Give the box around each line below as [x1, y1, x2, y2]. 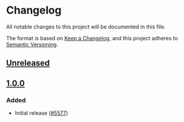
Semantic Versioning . [6, 41, 58, 48]
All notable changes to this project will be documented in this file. [6, 23, 166, 30]
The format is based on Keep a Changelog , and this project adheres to [6, 34, 178, 41]
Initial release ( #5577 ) [14, 110, 68, 117]
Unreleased [6, 58, 50, 68]
